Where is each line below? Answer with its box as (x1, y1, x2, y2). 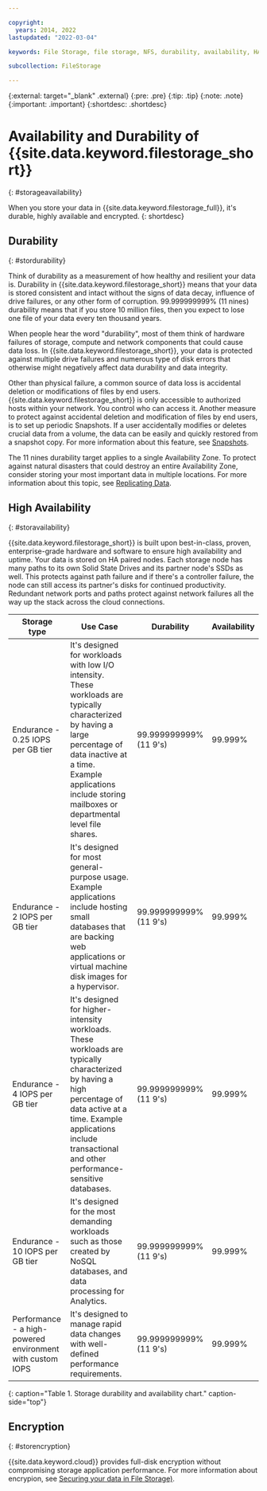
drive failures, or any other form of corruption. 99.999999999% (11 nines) (8, 296, 250, 306)
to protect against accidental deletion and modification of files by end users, (8, 412, 258, 421)
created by (70, 1246, 110, 1257)
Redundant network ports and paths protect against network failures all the (8, 589, 254, 598)
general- (70, 861, 104, 872)
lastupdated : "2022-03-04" (8, 33, 98, 41)
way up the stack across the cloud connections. (8, 597, 165, 606)
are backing (70, 931, 114, 942)
